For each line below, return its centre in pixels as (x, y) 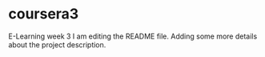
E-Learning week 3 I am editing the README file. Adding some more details (133, 36)
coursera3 (44, 14)
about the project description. (57, 44)
